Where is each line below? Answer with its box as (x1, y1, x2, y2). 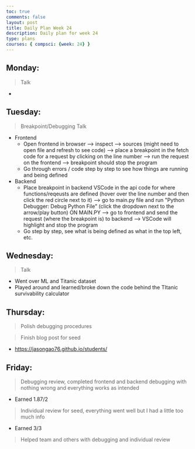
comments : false (6, 14, 46, 20)
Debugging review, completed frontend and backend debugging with (20, 378, 187, 385)
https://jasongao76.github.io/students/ (14, 346, 108, 353)
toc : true (6, 8, 30, 15)
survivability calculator (14, 290, 70, 297)
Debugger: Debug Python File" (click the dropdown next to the (23, 202, 175, 210)
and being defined (23, 171, 68, 178)
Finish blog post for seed (20, 334, 81, 341)
